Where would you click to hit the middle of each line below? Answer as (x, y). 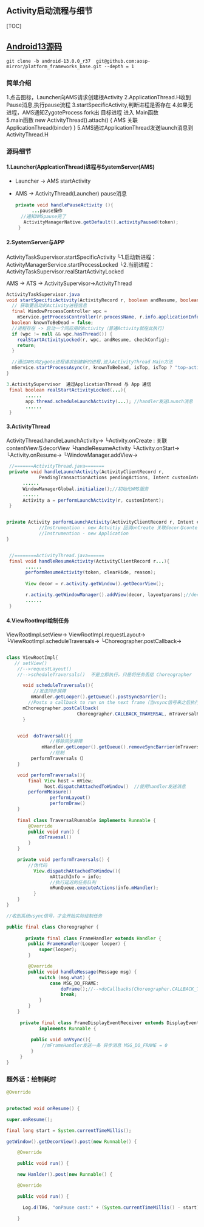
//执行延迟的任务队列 (73, 882)
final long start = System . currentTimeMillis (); (69, 1130)
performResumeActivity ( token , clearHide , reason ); (90, 572)
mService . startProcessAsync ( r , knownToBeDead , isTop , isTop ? (92, 368)
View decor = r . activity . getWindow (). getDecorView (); (95, 584)
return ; (27, 345)
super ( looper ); (58, 950)
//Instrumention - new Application (84, 534)
